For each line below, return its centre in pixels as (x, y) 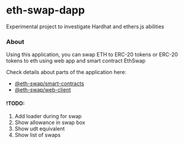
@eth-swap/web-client (43, 90)
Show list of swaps (37, 135)
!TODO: (15, 103)
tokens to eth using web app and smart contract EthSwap (76, 61)
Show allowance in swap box (50, 123)
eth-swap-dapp (46, 10)
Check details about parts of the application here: (66, 72)
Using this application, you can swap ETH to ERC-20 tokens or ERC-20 (92, 55)
